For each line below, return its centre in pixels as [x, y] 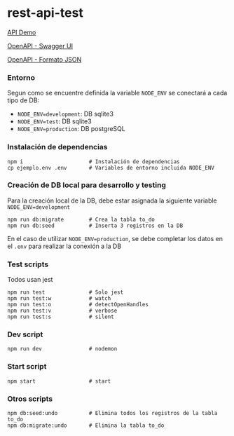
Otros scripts [30, 399]
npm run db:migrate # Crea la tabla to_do [81, 219]
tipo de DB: [23, 100]
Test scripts [28, 264]
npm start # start [59, 381]
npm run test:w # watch [59, 299]
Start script [27, 367]
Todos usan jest [30, 280]
